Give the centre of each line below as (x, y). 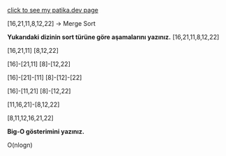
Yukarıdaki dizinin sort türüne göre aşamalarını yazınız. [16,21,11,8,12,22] (113, 37)
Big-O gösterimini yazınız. (46, 131)
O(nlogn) (20, 145)
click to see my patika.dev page (53, 10)
